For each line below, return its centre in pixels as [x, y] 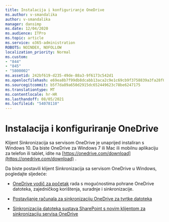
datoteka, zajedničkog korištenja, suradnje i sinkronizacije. [73, 189]
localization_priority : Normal [38, 52]
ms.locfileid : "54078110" [32, 104]
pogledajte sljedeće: [26, 174]
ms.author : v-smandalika [31, 15]
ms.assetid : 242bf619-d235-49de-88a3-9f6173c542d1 [59, 76]
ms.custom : [17, 57]
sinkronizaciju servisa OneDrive [45, 214]
